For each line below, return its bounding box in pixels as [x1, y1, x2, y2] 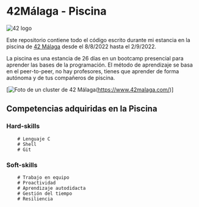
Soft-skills [6, 161, 38, 169]
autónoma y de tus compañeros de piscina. [6, 74, 115, 81]
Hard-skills [6, 122, 40, 131]
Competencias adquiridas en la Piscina [6, 104, 157, 114]
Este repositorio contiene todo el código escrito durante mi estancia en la [6, 36, 190, 43]
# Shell [17, 141, 37, 147]
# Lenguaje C [17, 136, 51, 142]
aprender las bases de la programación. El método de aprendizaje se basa [6, 61, 194, 68]
